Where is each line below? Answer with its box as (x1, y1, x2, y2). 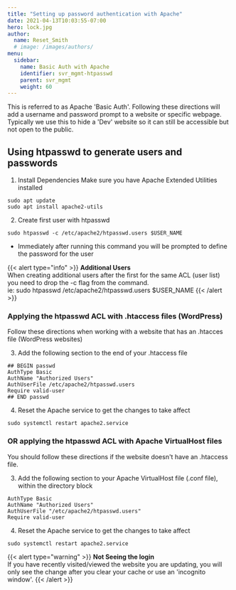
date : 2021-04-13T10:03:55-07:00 (7, 17, 107, 24)
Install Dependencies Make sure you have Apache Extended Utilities (17, 176, 218, 185)
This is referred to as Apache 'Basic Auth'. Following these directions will (7, 102, 220, 111)
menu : (7, 50, 23, 58)
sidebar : (14, 57, 40, 64)
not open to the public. (7, 125, 74, 134)
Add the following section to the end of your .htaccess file (17, 349, 188, 358)
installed (17, 183, 43, 192)
